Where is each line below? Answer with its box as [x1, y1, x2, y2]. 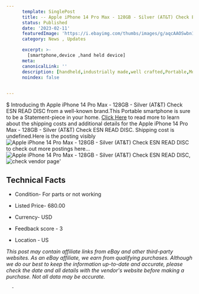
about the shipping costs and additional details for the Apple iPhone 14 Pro [6, 120, 188, 127]
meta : [21, 57, 36, 64]
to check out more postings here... [6, 146, 91, 153]
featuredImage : [21, 31, 60, 37]
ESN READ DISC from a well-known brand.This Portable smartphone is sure [6, 108, 191, 115]
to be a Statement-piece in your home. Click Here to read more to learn [6, 114, 179, 121]
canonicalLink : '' [21, 63, 68, 69]
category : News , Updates [21, 36, 86, 42]
